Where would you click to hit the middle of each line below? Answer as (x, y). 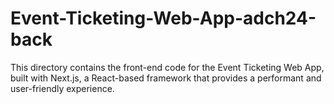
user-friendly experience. (62, 88)
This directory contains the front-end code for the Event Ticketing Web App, (167, 67)
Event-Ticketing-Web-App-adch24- (163, 18)
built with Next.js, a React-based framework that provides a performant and (166, 78)
